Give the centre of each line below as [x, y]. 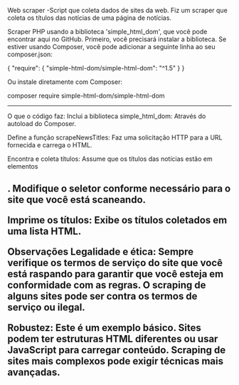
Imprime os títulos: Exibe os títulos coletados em [117, 220]
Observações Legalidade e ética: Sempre [101, 252]
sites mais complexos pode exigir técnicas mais [116, 361]
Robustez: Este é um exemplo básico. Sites [104, 328]
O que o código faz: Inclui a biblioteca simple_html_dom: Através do [107, 116]
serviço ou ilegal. [46, 308]
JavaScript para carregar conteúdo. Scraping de [117, 350]
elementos [23, 166]
